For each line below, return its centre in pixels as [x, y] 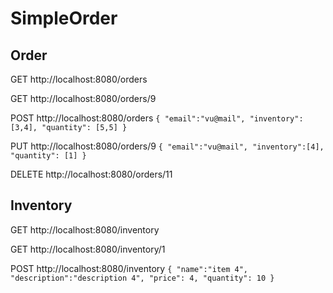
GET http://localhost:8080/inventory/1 [88, 249]
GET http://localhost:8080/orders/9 [83, 98]
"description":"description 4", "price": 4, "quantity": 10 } [142, 278]
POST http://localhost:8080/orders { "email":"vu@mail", [128, 118]
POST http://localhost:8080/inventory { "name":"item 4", [129, 268]
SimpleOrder [64, 18]
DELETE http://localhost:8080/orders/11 [91, 174]
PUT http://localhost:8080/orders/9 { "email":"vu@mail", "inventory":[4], [167, 146]
